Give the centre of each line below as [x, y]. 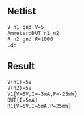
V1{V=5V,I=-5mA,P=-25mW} [42, 94]
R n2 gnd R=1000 [30, 39]
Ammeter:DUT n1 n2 [33, 33]
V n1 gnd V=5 [26, 27]
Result [21, 66]
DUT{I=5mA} [23, 100]
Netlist [22, 11]
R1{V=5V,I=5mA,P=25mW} [39, 106]
